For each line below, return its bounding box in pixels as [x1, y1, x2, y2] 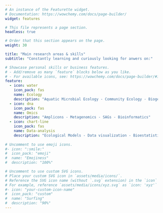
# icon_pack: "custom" [5, 192, 53, 196]
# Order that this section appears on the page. [5, 39, 105, 43]
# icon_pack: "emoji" [5, 151, 51, 156]
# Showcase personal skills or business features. [5, 65, 110, 70]
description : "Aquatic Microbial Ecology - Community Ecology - [14, 97, 147, 101]
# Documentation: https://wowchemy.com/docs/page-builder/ [5, 12, 127, 17]
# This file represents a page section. [5, 25, 88, 30]
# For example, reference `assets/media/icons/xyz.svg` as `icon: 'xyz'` [5, 182, 158, 188]
